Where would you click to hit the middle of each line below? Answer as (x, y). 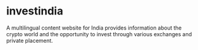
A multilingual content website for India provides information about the (94, 28)
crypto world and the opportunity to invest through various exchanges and (99, 34)
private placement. (30, 40)
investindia (35, 11)
